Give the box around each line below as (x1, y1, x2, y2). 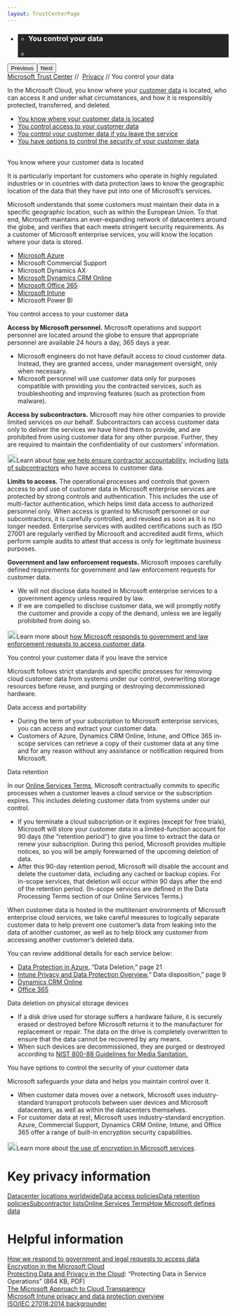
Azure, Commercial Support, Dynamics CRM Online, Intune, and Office (17, 1120, 222, 1129)
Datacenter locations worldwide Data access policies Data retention (7, 1191, 200, 1200)
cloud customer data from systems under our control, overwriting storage (7, 674, 221, 683)
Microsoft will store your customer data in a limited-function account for (17, 824, 226, 833)
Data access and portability (7, 703, 87, 711)
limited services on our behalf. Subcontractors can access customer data (7, 418, 220, 426)
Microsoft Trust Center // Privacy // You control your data (7, 72, 174, 81)
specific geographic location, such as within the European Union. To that (7, 207, 218, 216)
